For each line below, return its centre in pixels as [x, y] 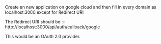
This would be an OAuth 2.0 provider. [43, 36]
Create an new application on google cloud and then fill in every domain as [81, 7]
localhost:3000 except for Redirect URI [44, 12]
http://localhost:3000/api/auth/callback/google [53, 27]
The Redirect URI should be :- [35, 22]
